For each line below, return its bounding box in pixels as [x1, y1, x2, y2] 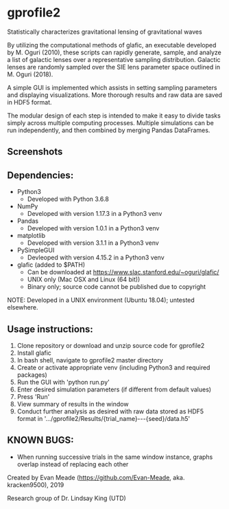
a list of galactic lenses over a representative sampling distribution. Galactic [7, 55, 221, 63]
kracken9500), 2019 [7, 480, 64, 489]
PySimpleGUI [16, 246, 55, 254]
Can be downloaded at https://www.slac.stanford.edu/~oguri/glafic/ [27, 268, 219, 277]
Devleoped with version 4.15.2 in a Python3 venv [27, 253, 165, 262]
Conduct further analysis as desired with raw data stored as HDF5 [16, 407, 204, 415]
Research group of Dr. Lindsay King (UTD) [7, 494, 127, 502]
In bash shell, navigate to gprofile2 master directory [16, 356, 163, 364]
